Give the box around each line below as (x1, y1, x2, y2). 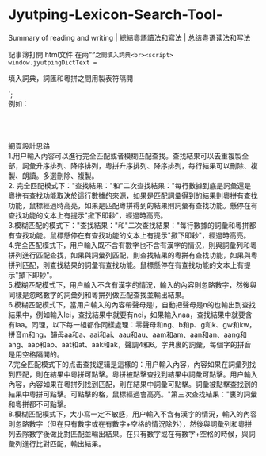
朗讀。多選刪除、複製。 (21, 171, 99, 180)
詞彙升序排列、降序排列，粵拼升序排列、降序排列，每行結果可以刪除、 (21, 160, 251, 170)
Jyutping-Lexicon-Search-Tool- (8, 6, 223, 24)
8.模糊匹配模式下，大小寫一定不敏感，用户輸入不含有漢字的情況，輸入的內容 (8, 409, 257, 419)
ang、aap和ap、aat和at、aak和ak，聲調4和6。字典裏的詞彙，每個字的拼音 (8, 339, 252, 349)
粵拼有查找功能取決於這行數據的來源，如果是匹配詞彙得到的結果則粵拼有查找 (8, 191, 258, 200)
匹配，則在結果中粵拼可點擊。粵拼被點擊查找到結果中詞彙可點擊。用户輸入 (14, 369, 258, 379)
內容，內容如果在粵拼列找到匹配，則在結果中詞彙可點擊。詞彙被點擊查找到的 (8, 379, 258, 388)
